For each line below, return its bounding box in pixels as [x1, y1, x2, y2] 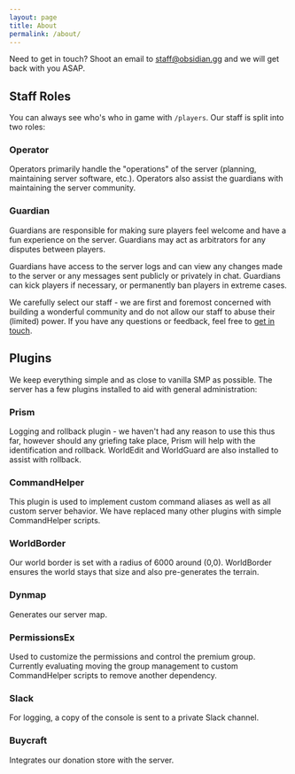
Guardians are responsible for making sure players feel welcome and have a [9, 225, 286, 236]
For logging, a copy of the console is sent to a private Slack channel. [9, 712, 260, 723]
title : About [9, 21, 58, 30]
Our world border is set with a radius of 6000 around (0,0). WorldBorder [9, 557, 272, 568]
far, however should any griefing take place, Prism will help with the [9, 435, 256, 445]
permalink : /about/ [9, 29, 82, 38]
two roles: [9, 121, 46, 133]
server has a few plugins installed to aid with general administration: [9, 383, 258, 394]
